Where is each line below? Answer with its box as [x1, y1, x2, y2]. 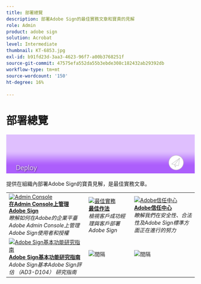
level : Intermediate [6, 41, 58, 47]
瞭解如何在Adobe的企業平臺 [8, 214, 78, 222]
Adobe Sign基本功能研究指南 [8, 253, 81, 261]
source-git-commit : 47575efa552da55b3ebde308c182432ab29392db [6, 60, 165, 66]
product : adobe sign [6, 29, 58, 35]
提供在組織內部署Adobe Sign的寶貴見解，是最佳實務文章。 [6, 180, 151, 188]
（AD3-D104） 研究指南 [15, 268, 77, 276]
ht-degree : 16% [6, 79, 44, 85]
